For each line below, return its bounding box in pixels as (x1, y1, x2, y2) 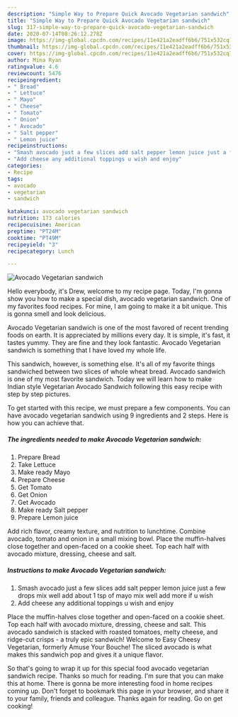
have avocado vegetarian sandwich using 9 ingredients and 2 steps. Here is (7, 411, 229, 420)
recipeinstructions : (7, 143, 69, 150)
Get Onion (17, 491, 47, 499)
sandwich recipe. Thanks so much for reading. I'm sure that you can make (7, 672, 225, 680)
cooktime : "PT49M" (7, 234, 62, 241)
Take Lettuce (17, 461, 56, 469)
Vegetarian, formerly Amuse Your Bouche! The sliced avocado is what (7, 643, 212, 652)
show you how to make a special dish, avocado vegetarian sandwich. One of (7, 295, 231, 303)
